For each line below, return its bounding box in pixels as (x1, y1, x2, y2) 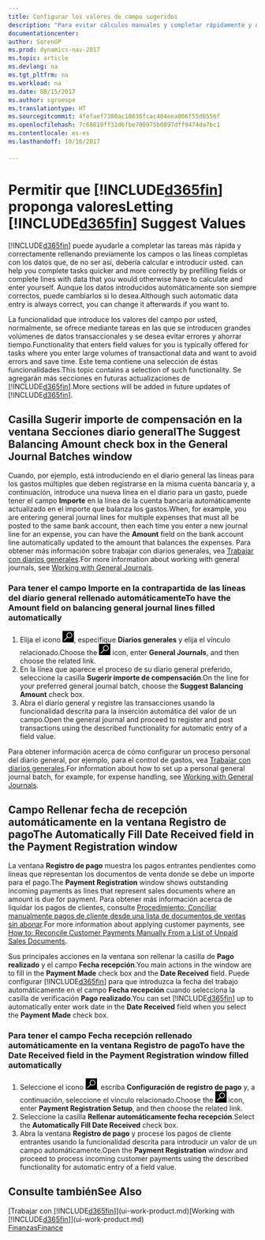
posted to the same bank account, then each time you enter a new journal (8, 521, 248, 530)
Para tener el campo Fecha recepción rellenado (8, 1030, 192, 1041)
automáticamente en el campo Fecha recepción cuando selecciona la (8, 985, 235, 995)
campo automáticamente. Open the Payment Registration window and (19, 1145, 248, 1155)
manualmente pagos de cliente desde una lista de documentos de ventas (8, 912, 246, 921)
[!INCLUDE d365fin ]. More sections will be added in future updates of (8, 381, 231, 391)
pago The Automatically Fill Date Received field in (8, 828, 255, 841)
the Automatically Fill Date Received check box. (19, 1120, 179, 1129)
